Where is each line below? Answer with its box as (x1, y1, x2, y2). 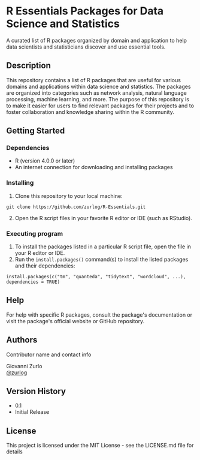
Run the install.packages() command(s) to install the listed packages (14, 256, 189, 263)
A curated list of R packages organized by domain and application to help (6, 37, 187, 44)
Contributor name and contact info (6, 351, 92, 358)
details (6, 448, 23, 455)
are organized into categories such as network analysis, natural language (6, 89, 187, 97)
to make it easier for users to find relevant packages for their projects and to (6, 102, 195, 109)
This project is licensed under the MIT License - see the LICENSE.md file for (6, 442, 194, 449)
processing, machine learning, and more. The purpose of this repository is (6, 95, 190, 103)
